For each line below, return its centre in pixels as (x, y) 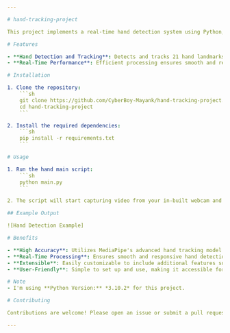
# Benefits (23, 238)
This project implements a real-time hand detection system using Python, (116, 32)
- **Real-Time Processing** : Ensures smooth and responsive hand (102, 257)
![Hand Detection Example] (46, 226)
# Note (16, 282)
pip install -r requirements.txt (67, 138)
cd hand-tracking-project (56, 107)
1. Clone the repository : (44, 88)
